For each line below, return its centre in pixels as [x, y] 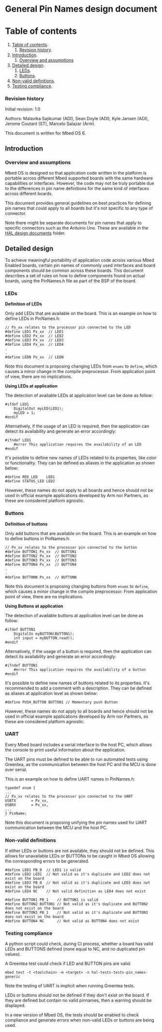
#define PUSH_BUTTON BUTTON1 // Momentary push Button [61, 702]
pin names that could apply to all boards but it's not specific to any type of [79, 208]
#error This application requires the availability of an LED [78, 445]
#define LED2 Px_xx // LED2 [34, 336]
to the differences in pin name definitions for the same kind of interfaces [77, 189]
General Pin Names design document [81, 9]
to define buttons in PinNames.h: [38, 538]
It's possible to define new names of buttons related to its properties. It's [77, 683]
